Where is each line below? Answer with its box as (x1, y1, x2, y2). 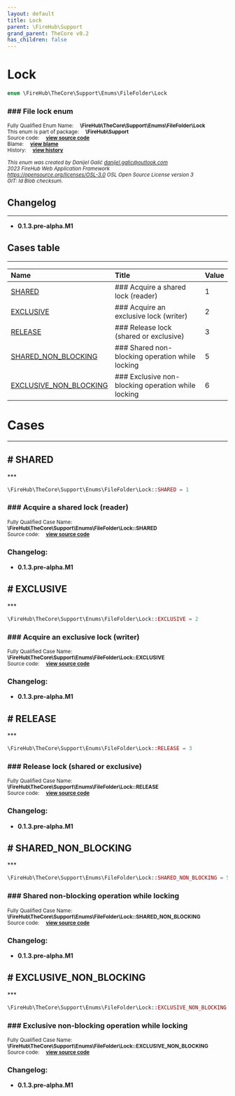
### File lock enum (7, 106, 73, 116)
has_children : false (7, 36, 68, 44)
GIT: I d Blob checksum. (7, 178, 63, 185)
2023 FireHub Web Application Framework (7, 166, 111, 173)
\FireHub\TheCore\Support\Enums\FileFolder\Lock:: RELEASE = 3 (7, 745, 192, 752)
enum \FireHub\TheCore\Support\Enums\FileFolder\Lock (7, 90, 168, 97)
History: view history (7, 147, 64, 154)
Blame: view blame (7, 141, 59, 148)
